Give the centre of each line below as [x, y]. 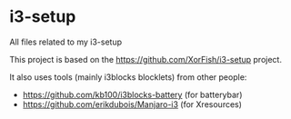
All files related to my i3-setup [66, 42]
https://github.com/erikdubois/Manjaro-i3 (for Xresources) [132, 104]
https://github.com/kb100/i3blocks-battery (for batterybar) [132, 94]
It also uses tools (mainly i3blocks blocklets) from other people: [128, 77]
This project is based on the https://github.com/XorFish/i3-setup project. [145, 59]
